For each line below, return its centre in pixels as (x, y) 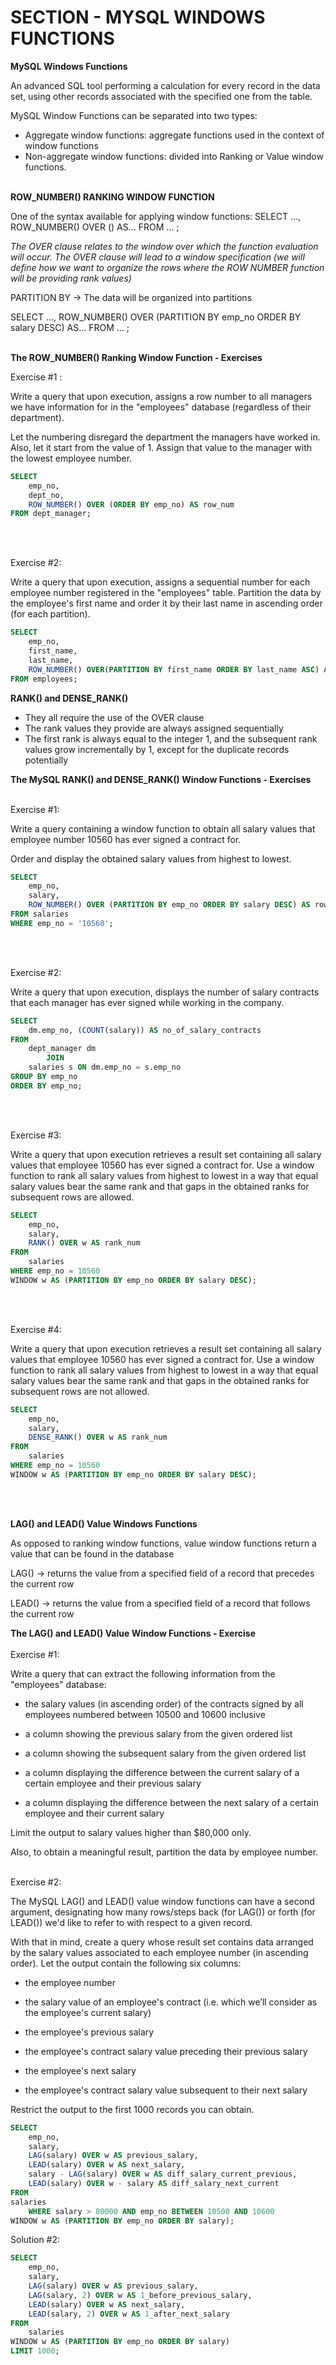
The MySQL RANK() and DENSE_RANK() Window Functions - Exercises (161, 779)
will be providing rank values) (71, 278)
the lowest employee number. (71, 458)
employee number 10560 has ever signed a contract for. (126, 839)
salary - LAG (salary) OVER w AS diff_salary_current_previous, (163, 2174)
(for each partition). (50, 614)
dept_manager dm (62, 1049)
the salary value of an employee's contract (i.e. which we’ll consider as (171, 2002)
